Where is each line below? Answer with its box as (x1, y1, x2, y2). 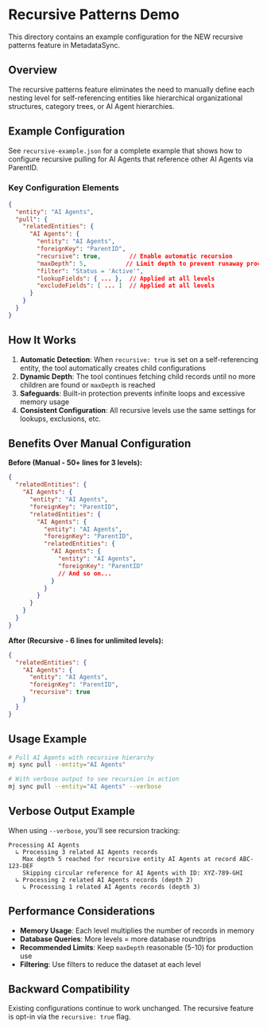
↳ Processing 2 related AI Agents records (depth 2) (15, 875, 194, 884)
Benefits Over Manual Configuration (8, 437, 192, 450)
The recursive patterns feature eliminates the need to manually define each (8, 84, 255, 94)
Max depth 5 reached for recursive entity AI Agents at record (22, 855, 237, 863)
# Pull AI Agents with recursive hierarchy (8, 754, 155, 762)
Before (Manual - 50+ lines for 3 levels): (8, 458, 143, 467)
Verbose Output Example (8, 805, 135, 818)
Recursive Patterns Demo (8, 6, 180, 24)
